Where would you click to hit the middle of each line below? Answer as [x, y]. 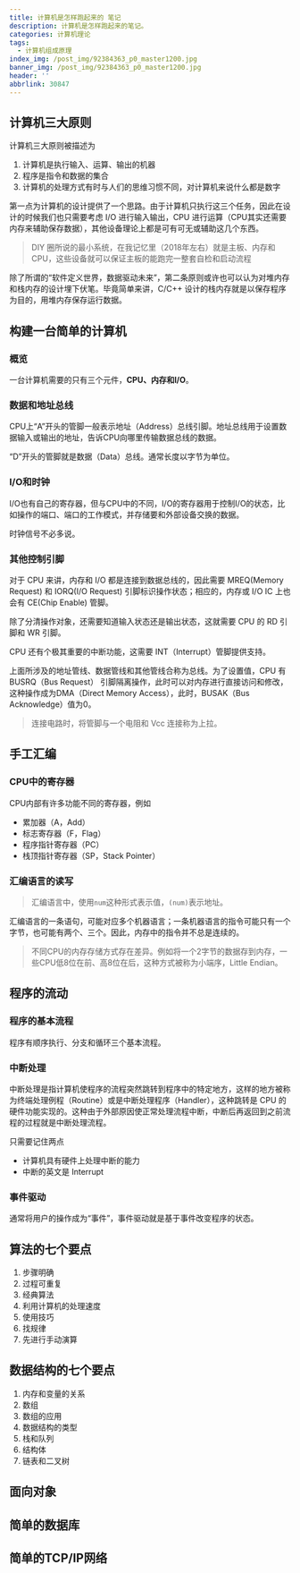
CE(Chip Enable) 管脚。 [70, 603]
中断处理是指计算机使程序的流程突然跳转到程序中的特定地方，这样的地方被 [146, 1089]
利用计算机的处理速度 [61, 1306]
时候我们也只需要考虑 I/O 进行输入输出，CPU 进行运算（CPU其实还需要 [156, 217]
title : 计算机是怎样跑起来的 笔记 [65, 17]
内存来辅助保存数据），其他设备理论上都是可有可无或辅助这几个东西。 [136, 228]
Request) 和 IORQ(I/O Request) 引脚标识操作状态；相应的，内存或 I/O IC [142, 591]
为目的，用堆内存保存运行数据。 [68, 300]
